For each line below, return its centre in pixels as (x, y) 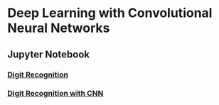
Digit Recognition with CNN (55, 94)
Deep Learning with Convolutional (110, 13)
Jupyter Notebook (49, 54)
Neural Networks (59, 28)
